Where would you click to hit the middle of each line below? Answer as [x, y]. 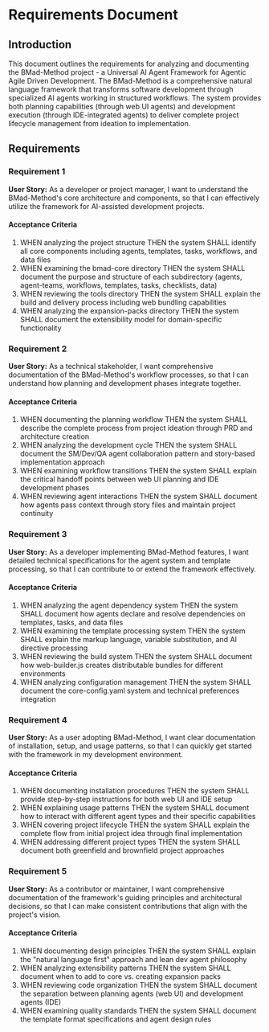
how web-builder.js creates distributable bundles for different [121, 665]
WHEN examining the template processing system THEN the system [132, 631]
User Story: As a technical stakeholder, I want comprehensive [111, 367]
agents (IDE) [41, 1001]
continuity [37, 514]
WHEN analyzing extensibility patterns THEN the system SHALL [125, 968]
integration [38, 699]
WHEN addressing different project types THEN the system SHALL [130, 842]
